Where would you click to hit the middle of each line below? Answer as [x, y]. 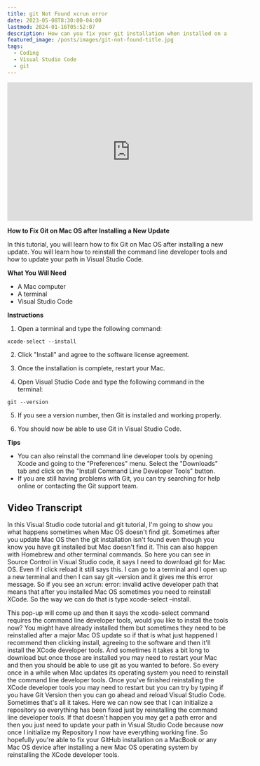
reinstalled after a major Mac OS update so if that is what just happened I [112, 635]
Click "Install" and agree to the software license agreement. [103, 354]
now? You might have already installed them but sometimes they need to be [117, 628]
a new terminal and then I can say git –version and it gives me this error [110, 577]
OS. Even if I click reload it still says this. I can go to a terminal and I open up [117, 569]
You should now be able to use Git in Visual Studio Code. [100, 429]
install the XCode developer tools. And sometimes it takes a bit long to [108, 650]
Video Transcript [45, 508]
